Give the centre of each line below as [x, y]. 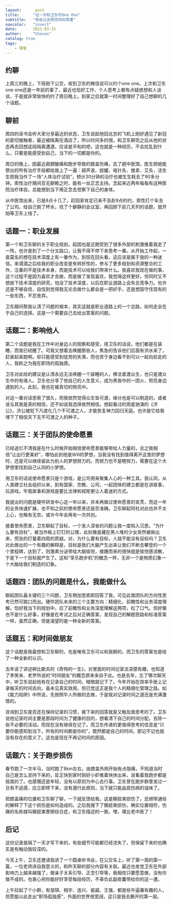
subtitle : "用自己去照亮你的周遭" [40, 19]
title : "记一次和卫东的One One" [43, 15]
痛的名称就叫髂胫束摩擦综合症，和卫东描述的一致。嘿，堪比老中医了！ [79, 812]
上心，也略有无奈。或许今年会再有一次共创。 [52, 515]
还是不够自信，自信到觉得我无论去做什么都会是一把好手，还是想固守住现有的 [86, 289]
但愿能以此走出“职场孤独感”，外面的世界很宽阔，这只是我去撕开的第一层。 [84, 896]
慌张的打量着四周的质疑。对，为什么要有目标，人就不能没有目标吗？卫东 [90, 538]
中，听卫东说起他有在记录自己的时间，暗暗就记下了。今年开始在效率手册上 [84, 682]
